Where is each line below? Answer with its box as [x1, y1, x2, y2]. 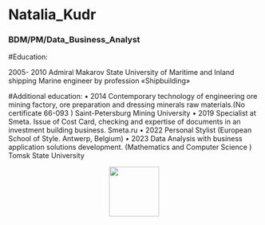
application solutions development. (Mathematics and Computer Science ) [8, 142, 252, 152]
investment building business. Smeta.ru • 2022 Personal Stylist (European [8, 125, 252, 135]
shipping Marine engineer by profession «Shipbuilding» [8, 76, 191, 85]
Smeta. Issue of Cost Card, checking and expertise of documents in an [8, 117, 241, 127]
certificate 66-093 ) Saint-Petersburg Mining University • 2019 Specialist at [8, 109, 257, 118]
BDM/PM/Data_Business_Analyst [8, 34, 140, 45]
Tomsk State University [8, 151, 85, 160]
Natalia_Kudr [8, 6, 97, 24]
